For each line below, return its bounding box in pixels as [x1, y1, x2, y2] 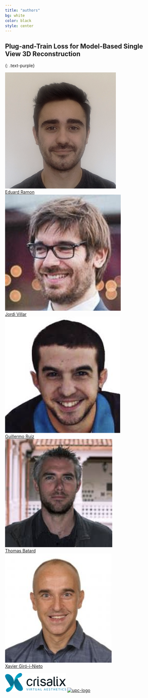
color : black [5, 18, 32, 23]
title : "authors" [5, 8, 40, 13]
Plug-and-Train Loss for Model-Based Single [5, 42, 144, 50]
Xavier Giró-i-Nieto [5, 663, 43, 669]
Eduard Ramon [5, 189, 35, 195]
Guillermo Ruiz [5, 434, 35, 439]
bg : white [5, 13, 25, 18]
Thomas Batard [5, 548, 36, 554]
